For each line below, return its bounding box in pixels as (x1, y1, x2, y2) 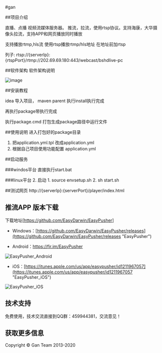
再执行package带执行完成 (5, 108, 57, 114)
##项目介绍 (5, 14, 28, 20)
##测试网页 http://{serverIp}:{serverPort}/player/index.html (5, 188, 125, 193)
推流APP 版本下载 (5, 204, 59, 212)
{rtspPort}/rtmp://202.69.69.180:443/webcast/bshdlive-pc (5, 58, 123, 63)
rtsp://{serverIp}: (16, 52, 51, 58)
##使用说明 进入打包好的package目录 (5, 129, 81, 135)
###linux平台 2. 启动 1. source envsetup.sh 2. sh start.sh (5, 177, 119, 183)
